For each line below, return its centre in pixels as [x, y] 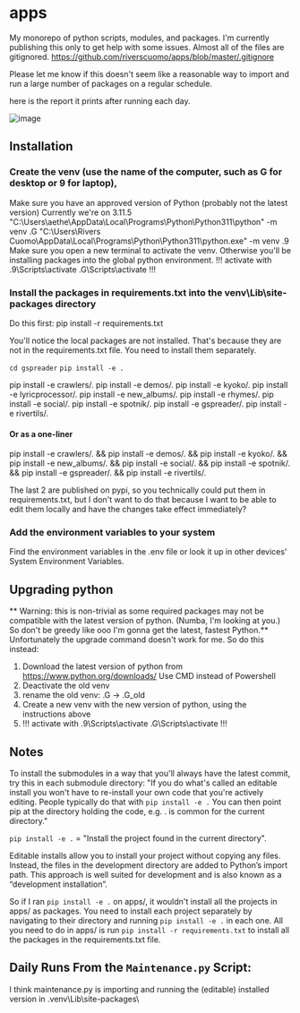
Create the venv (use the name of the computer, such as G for [146, 172]
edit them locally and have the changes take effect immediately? [128, 510]
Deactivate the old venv [66, 686]
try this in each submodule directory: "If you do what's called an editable [143, 783]
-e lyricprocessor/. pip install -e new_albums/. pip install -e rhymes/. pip [142, 394]
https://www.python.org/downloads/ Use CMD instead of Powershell [149, 676]
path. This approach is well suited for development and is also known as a [146, 875]
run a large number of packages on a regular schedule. [111, 83]
